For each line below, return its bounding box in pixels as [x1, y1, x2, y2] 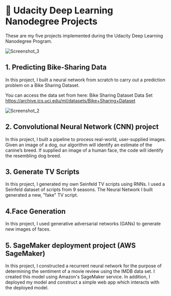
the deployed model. [5, 285, 49, 290]
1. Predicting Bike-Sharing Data [5, 63, 107, 72]
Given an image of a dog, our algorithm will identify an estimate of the [5, 142, 153, 148]
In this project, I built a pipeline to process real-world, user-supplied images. [5, 136, 166, 142]
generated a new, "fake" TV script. [5, 192, 78, 198]
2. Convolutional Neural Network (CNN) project [5, 123, 159, 131]
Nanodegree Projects [5, 15, 98, 27]
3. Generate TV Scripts [5, 167, 80, 176]
